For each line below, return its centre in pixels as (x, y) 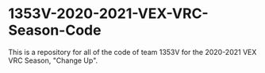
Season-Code (55, 30)
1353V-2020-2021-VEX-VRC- (108, 14)
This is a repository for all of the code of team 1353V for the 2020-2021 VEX (132, 52)
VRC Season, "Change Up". (53, 60)
